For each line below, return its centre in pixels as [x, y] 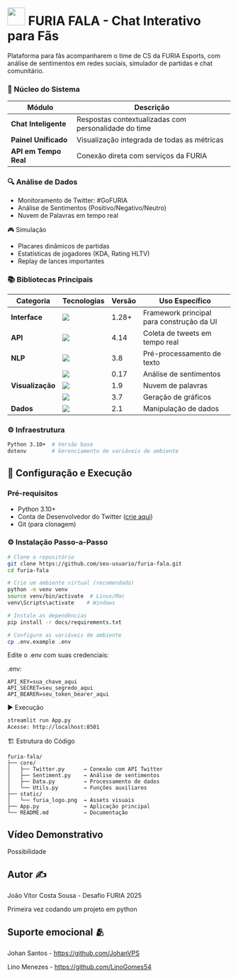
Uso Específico [185, 300]
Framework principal [177, 312]
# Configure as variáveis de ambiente [64, 635]
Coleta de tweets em [177, 333]
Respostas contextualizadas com [131, 119]
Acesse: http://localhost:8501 [53, 727]
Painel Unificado [39, 140]
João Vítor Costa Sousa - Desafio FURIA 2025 [75, 895]
